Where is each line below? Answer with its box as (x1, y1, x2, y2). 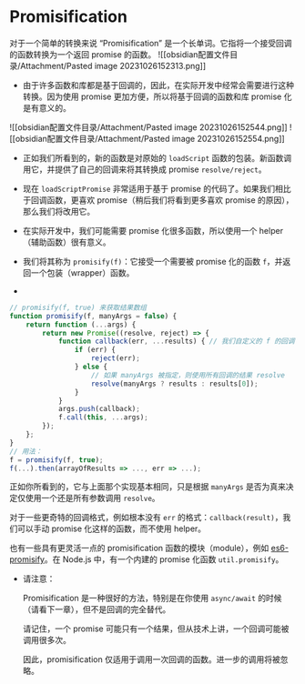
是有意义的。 (22, 102, 71, 113)
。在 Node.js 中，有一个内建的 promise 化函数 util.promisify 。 (44, 554, 284, 565)
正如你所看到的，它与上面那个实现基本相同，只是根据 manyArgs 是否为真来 (9, 481, 287, 492)
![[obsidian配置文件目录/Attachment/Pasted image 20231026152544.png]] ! (9, 121, 293, 133)
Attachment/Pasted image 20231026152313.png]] (20, 60, 207, 71)
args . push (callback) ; (57, 405, 141, 414)
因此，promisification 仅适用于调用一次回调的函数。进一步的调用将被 (22, 654, 280, 665)
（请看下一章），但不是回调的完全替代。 (22, 604, 171, 615)
